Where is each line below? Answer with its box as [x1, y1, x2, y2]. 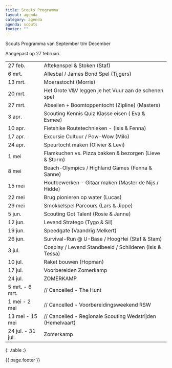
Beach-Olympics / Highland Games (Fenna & [44, 164, 153, 171]
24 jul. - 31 [8, 328, 36, 335]
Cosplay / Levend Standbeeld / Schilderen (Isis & [44, 244, 161, 251]
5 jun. [8, 210, 21, 218]
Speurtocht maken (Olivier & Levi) [44, 141, 125, 148]
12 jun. [8, 219, 25, 226]
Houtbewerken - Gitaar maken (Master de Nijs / [44, 179, 159, 186]
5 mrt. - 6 [8, 284, 32, 291]
